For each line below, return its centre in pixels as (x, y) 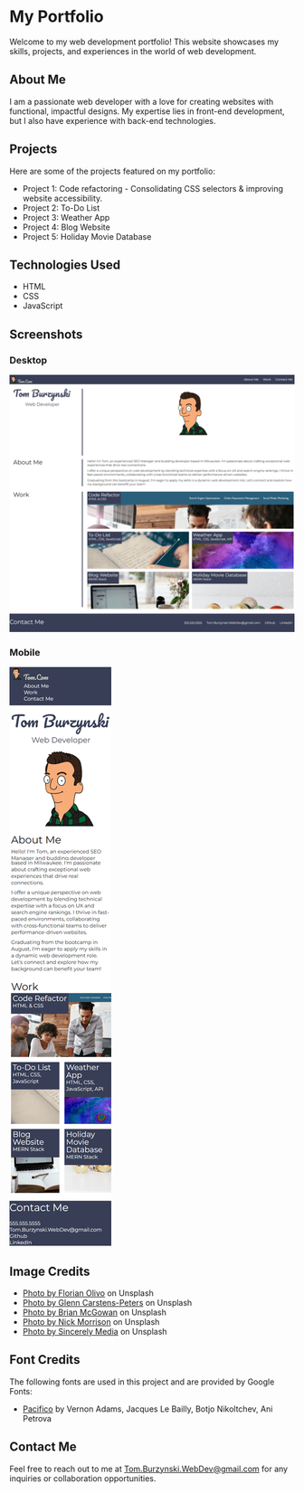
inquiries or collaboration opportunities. (83, 1478)
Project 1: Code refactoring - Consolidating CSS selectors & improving (152, 188)
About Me (38, 80)
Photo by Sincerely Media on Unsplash (95, 1331)
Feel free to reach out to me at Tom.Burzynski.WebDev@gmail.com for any (148, 1469)
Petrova (37, 1418)
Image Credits (50, 1271)
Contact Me (43, 1447)
